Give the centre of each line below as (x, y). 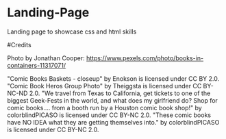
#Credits (20, 45)
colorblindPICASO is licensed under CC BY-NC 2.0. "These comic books (109, 115)
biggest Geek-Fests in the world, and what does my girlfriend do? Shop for (112, 100)
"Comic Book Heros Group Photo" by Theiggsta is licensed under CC (104, 86)
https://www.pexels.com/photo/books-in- (145, 58)
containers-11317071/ (37, 65)
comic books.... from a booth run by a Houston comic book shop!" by (104, 108)
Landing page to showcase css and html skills (72, 31)
